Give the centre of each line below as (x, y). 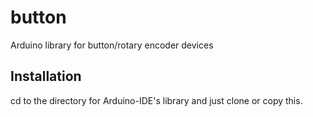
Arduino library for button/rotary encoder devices (112, 45)
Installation (46, 76)
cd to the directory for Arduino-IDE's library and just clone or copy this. (156, 100)
